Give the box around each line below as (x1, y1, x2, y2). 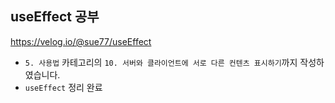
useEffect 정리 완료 (24, 81, 103, 93)
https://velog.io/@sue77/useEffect (10, 35, 152, 47)
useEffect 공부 (10, 8, 100, 26)
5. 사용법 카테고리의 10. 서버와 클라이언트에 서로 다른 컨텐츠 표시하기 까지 (24, 56, 298, 68)
